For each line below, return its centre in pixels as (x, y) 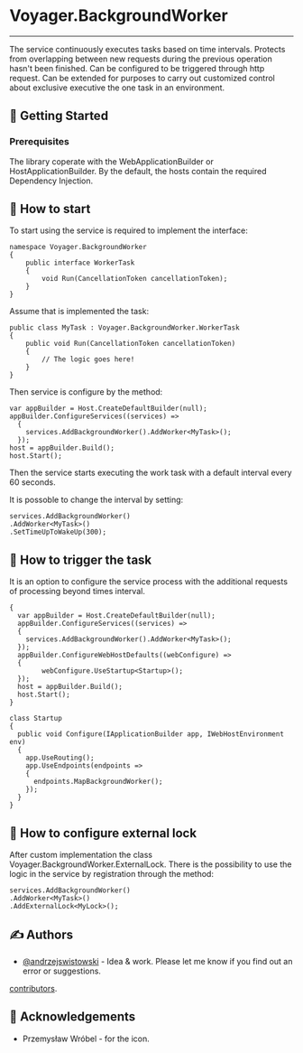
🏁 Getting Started (59, 116)
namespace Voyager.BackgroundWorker (78, 247)
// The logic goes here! (88, 359)
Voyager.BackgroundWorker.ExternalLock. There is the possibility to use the (151, 864)
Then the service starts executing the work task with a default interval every (151, 473)
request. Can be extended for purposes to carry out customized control (142, 78)
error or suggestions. (62, 971)
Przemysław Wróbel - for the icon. (86, 1039)
